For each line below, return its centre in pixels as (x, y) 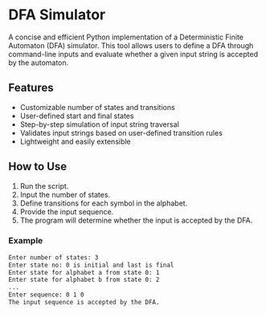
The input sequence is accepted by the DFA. (84, 303)
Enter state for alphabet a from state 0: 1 (84, 272)
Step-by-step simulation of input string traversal (99, 124)
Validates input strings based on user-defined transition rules (121, 133)
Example (26, 241)
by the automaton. (39, 63)
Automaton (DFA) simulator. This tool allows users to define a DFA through (131, 45)
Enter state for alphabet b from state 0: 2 (84, 280)
